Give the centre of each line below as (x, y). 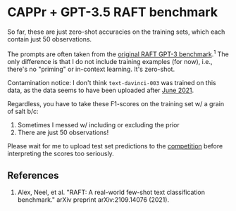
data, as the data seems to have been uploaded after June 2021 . (101, 90)
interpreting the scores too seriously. (61, 153)
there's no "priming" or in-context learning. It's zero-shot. (91, 69)
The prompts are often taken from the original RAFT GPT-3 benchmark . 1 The (118, 53)
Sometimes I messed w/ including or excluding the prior (98, 124)
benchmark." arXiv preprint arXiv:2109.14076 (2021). (93, 200)
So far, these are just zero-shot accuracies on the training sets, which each (116, 32)
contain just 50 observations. (50, 39)
